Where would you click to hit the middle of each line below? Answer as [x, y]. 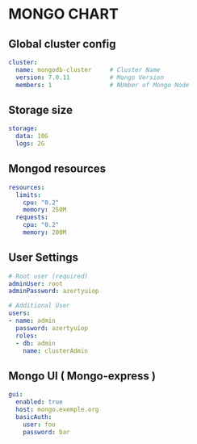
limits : [29, 195]
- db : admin [36, 343]
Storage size [40, 110]
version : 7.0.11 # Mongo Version [90, 77]
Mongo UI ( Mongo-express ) [82, 376]
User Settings [44, 258]
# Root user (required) [48, 276]
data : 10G [32, 136]
